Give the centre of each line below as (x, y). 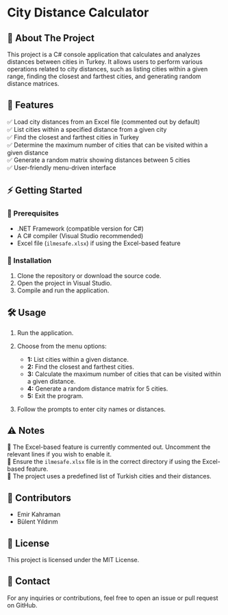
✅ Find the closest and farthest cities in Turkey (73, 137)
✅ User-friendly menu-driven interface (62, 167)
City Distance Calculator (78, 13)
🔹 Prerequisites (33, 213)
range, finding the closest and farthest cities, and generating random (104, 76)
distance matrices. (33, 83)
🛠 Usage (27, 313)
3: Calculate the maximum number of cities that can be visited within (124, 374)
